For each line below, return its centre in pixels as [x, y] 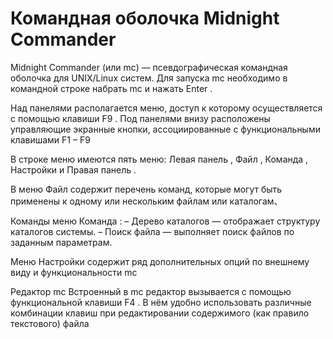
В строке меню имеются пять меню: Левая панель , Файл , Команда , [159, 159]
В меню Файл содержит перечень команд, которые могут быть [146, 189]
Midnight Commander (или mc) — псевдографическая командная [149, 67]
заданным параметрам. [61, 242]
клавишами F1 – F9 [50, 139]
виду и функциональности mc [74, 272]
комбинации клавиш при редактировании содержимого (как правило [160, 313]
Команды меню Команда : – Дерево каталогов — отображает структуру [165, 221]
